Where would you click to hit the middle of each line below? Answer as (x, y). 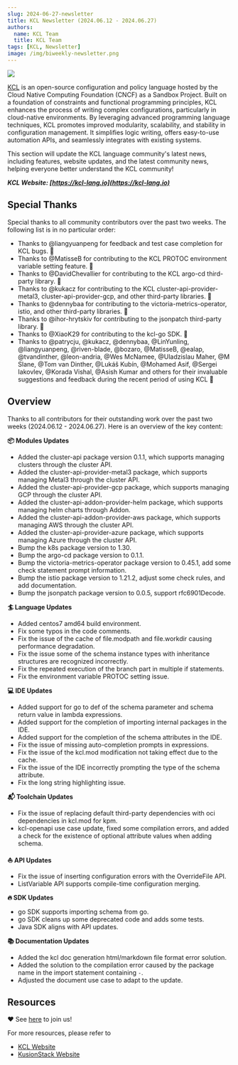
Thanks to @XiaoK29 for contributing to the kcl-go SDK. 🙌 (103, 334)
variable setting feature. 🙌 (55, 266)
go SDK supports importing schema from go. (83, 912)
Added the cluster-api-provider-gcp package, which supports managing (123, 487)
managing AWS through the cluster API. (75, 525)
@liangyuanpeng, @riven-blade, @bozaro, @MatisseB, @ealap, (111, 349)
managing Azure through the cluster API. (77, 540)
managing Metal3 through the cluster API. (79, 480)
